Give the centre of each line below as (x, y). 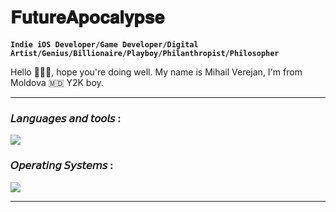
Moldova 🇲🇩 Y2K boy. (57, 82)
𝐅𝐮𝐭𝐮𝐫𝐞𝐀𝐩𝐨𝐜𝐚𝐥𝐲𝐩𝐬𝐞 (87, 17)
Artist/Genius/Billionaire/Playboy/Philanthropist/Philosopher (145, 53)
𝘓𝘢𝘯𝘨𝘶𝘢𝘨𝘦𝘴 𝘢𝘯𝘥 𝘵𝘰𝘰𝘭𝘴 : (66, 118)
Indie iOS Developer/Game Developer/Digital (104, 44)
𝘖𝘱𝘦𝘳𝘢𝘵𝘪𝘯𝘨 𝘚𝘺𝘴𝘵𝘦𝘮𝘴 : (62, 166)
